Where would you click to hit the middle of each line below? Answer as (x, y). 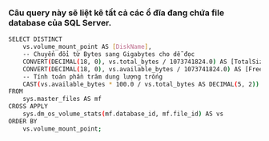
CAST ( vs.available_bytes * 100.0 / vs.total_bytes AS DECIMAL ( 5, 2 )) (141, 84)
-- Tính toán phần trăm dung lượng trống (92, 77)
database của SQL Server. (60, 22)
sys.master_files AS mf (62, 99)
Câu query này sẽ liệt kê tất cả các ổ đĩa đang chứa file (116, 13)
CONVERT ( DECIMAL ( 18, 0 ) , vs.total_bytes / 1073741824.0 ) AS (125, 62)
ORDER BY (23, 121)
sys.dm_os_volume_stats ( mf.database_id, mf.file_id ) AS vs (123, 114)
